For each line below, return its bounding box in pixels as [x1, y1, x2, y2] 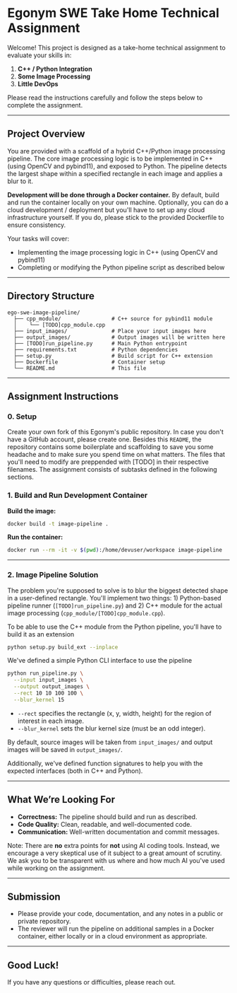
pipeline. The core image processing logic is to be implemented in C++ [7, 154, 213, 163]
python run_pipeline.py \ [7, 670, 83, 677]
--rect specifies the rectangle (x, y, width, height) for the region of [17, 709, 212, 717]
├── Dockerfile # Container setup [13, 359, 166, 366]
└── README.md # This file [13, 364, 147, 372]
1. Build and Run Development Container [7, 490, 148, 500]
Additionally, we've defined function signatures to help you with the [7, 759, 203, 767]
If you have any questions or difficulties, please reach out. [7, 978, 176, 987]
